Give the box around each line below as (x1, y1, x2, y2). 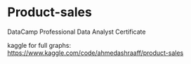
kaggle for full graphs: (7, 41, 72, 49)
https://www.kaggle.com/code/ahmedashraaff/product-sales (7, 49, 184, 57)
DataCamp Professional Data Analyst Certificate (7, 27, 146, 36)
